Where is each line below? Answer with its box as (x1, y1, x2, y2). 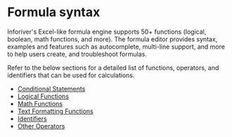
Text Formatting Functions (17, 107, 94, 115)
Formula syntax (7, 4, 101, 20)
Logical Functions (17, 92, 69, 100)
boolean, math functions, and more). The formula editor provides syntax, (7, 34, 218, 43)
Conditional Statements (17, 84, 86, 93)
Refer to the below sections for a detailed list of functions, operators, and (7, 63, 219, 72)
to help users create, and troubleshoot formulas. (7, 50, 148, 58)
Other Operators (17, 122, 65, 130)
